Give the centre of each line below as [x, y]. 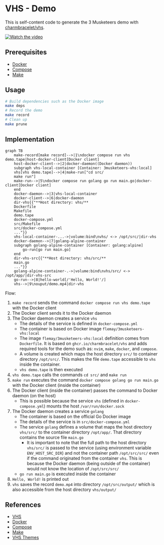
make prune [16, 124]
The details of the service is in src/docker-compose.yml [75, 422]
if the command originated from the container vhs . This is [84, 458]
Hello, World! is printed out [40, 479]
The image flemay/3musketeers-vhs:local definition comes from [84, 338]
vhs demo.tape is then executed [51, 369]
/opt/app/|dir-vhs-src [28, 275]
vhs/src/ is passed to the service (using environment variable [89, 448]
